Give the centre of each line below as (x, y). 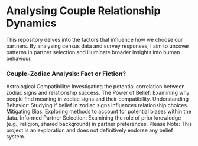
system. (16, 137)
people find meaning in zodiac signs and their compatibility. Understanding (98, 99)
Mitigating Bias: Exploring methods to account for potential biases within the (99, 112)
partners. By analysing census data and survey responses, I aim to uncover (98, 46)
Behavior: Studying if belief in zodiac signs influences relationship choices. (97, 105)
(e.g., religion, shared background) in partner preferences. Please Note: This (99, 124)
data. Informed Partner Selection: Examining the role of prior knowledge (94, 118)
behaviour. (19, 58)
